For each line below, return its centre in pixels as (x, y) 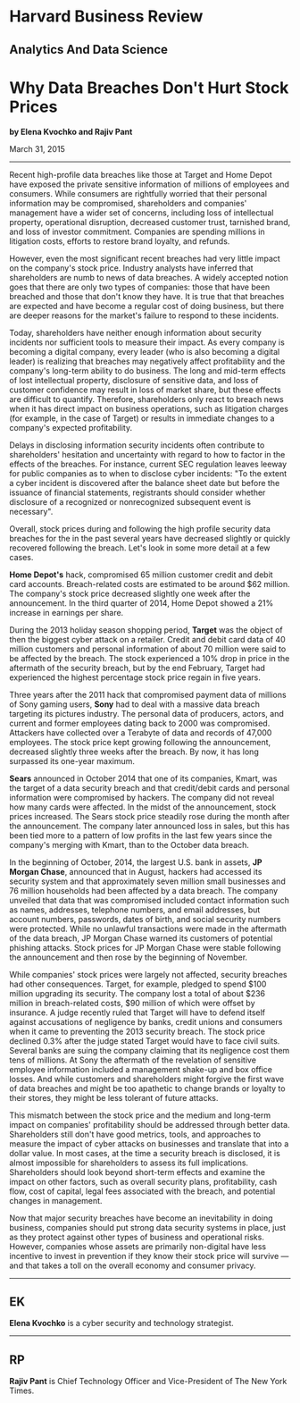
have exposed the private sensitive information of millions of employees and (150, 184)
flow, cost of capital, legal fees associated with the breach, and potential (142, 1191)
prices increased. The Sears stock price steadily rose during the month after (150, 816)
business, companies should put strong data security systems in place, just (148, 1227)
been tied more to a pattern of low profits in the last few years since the (141, 835)
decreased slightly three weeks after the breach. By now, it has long (134, 752)
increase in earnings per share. (67, 612)
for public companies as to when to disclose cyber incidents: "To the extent (148, 473)
